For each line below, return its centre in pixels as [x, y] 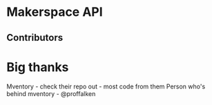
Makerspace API [55, 12]
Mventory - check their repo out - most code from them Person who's [106, 86]
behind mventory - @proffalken [51, 93]
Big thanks [38, 67]
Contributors [35, 38]
